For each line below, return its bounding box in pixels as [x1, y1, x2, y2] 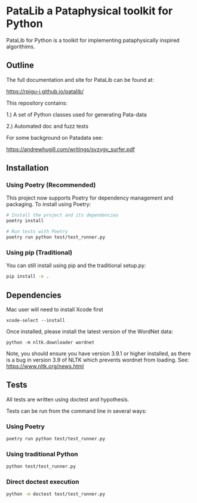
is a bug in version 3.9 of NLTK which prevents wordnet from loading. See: [6, 356, 189, 363]
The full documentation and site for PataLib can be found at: [6, 76, 154, 83]
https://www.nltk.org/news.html [6, 363, 84, 370]
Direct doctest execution [6, 478, 79, 486]
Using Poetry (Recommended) [6, 181, 96, 189]
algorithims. [6, 43, 35, 50]
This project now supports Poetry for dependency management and [6, 194, 174, 201]
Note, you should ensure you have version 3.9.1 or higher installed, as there [6, 349, 191, 357]
